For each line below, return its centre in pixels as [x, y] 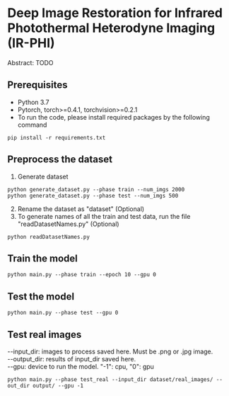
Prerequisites [37, 85]
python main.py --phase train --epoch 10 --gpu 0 [82, 275]
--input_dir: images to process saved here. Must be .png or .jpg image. [110, 351]
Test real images [45, 334]
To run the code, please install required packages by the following [113, 117]
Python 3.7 [33, 102]
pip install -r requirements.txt [57, 137]
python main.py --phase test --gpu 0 [63, 313]
